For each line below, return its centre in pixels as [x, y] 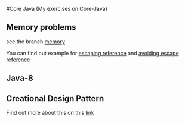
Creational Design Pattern [55, 98]
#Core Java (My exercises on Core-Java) [57, 9]
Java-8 [20, 78]
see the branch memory [36, 42]
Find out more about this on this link [50, 113]
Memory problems [41, 27]
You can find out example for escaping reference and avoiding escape [92, 53]
